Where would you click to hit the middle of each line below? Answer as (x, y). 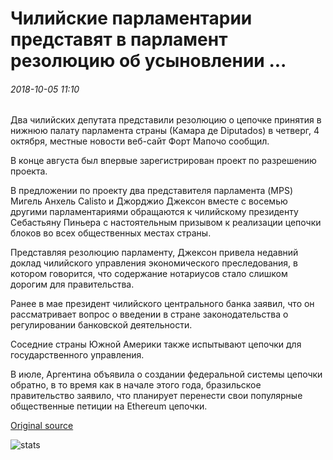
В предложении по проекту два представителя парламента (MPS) (152, 191)
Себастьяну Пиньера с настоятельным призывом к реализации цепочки (166, 223)
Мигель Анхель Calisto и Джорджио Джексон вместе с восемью (149, 201)
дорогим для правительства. (72, 284)
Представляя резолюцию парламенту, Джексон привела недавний (154, 253)
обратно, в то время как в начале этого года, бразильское (136, 385)
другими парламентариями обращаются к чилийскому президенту (154, 212)
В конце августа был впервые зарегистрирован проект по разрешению (163, 161)
